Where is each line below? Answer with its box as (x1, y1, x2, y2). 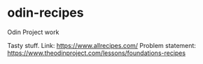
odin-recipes (7, 5, 84, 21)
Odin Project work (7, 28, 59, 36)
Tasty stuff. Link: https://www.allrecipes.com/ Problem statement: (7, 41, 196, 49)
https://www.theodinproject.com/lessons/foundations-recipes (7, 49, 186, 57)
